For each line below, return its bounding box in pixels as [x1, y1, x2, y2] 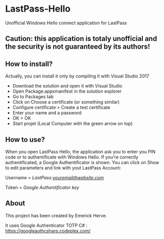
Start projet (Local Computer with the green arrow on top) [12, 121, 133, 127]
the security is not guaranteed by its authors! [5, 43, 150, 51]
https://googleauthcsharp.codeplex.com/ [5, 227, 91, 233]
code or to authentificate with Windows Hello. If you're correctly [5, 154, 139, 160]
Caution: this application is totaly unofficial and [5, 34, 157, 43]
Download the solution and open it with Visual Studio [12, 83, 123, 89]
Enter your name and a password [12, 110, 82, 116]
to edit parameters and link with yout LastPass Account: [5, 165, 121, 171]
